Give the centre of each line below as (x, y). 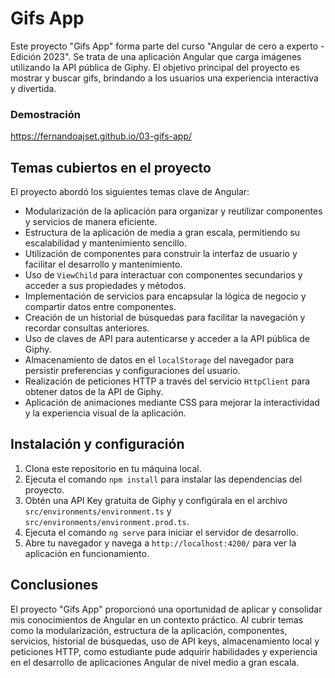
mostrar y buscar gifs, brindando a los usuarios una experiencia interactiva (164, 78)
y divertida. (33, 88)
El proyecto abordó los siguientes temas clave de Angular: (130, 192)
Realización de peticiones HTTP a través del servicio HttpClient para (167, 381)
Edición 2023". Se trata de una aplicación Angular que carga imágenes (156, 56)
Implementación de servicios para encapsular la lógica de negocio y (165, 296)
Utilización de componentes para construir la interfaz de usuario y (161, 254)
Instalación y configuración (97, 444)
